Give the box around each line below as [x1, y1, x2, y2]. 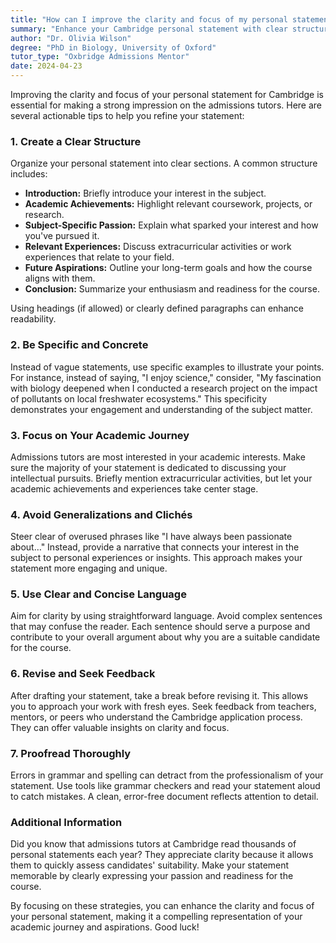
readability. [10, 313, 57, 325]
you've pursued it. [24, 230, 100, 242]
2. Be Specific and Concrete [10, 338, 149, 352]
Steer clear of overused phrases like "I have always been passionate [10, 531, 293, 543]
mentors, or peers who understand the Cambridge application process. [10, 711, 303, 723]
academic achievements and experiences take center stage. [10, 482, 259, 495]
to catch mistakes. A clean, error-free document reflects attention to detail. [10, 791, 319, 803]
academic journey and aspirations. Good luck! [10, 921, 200, 933]
